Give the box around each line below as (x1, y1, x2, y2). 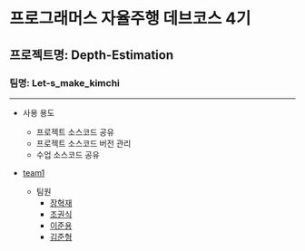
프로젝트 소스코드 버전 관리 (35, 138, 132, 149)
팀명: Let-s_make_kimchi (9, 76, 121, 89)
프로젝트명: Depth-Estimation (9, 47, 174, 63)
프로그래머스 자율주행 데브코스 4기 (9, 8, 251, 29)
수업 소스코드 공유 (35, 149, 100, 159)
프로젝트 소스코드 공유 (35, 126, 115, 137)
